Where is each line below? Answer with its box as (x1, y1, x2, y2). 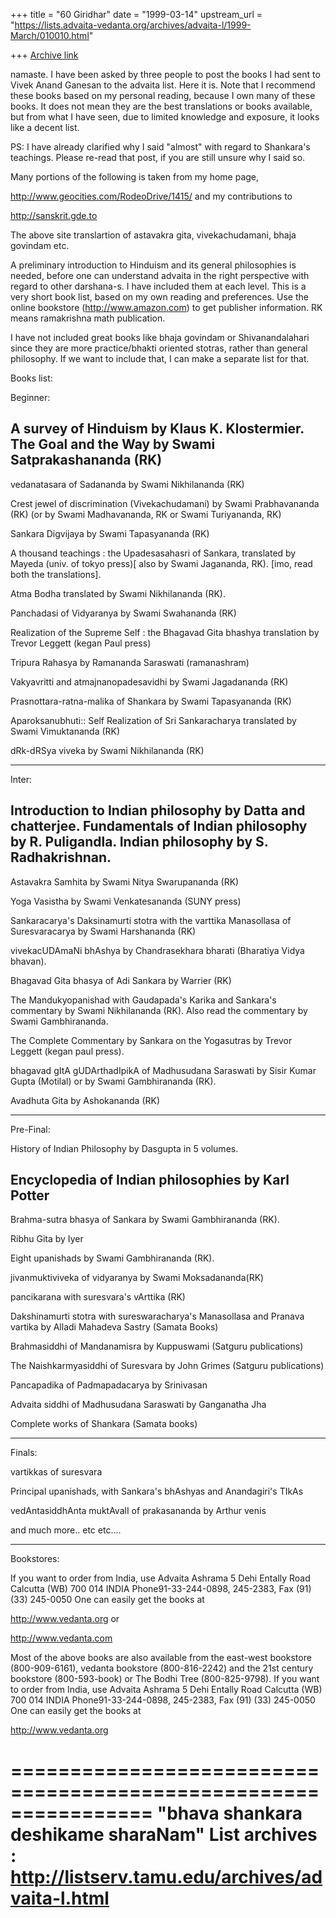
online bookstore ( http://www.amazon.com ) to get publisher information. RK (10, 302, 323, 313)
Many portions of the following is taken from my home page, (10, 171, 260, 183)
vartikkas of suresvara (10, 1466, 103, 1478)
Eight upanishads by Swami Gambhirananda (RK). (10, 1252, 215, 1264)
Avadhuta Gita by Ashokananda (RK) (10, 1094, 161, 1106)
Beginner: (10, 392, 51, 403)
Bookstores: (10, 1553, 60, 1565)
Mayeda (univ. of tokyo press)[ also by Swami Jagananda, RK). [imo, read (10, 557, 313, 569)
